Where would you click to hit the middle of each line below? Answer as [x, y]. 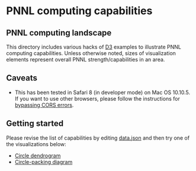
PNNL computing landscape [59, 33]
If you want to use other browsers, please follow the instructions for [97, 98]
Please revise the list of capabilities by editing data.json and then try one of [98, 138]
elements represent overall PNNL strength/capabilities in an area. [86, 59]
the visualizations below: [36, 144]
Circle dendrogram [38, 156]
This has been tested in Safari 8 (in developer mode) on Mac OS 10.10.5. [102, 92]
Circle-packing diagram [44, 162]
